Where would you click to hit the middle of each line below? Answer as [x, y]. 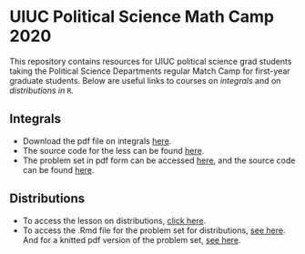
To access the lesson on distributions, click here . [114, 220]
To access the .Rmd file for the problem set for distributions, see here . [154, 230]
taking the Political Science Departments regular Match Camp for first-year [150, 71]
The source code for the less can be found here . [113, 150]
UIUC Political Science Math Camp [142, 17]
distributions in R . [42, 90]
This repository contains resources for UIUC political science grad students [151, 61]
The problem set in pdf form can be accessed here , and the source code [159, 160]
